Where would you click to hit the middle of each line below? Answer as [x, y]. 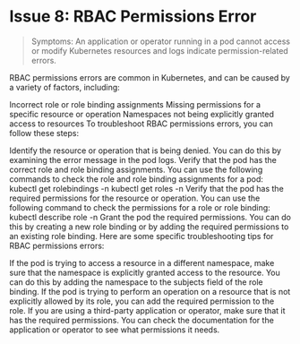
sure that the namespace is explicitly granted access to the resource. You [145, 272]
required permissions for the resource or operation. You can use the [135, 198]
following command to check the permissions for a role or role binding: [140, 207]
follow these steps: [44, 133]
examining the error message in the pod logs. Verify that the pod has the [143, 159]
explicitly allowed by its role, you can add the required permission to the [142, 301]
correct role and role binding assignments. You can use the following [136, 169]
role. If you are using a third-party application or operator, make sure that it [147, 310]
